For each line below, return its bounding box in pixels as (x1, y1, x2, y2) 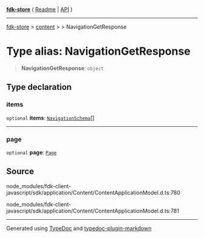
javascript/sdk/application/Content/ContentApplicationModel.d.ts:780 (6, 189, 181, 196)
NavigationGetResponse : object (21, 64, 104, 72)
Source (6, 166, 35, 177)
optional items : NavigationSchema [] (6, 114, 95, 121)
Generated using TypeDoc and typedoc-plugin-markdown (6, 225, 152, 232)
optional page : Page (6, 149, 57, 156)
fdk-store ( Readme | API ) (6, 6, 73, 13)
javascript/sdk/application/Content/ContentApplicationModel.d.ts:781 (6, 207, 179, 214)
